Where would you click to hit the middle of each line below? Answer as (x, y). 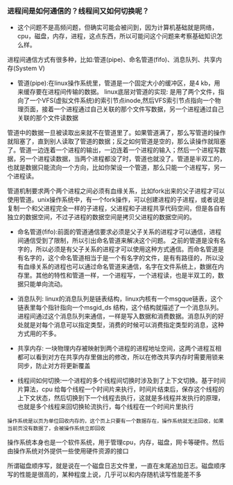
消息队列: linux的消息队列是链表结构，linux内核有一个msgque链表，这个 (120, 299)
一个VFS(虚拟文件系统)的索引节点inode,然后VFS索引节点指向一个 (122, 101)
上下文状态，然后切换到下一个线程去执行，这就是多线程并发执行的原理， (120, 398)
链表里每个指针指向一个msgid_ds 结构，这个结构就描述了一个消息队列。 (120, 308)
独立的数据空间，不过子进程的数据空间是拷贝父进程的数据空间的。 (101, 217)
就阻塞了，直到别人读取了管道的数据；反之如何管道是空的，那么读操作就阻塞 (116, 141)
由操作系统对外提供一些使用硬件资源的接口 (68, 451)
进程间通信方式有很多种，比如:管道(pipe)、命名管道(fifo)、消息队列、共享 (112, 60)
